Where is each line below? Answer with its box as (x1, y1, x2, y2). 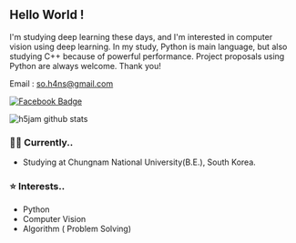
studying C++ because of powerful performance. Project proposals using (9, 50, 285, 62)
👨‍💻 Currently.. (9, 136, 74, 148)
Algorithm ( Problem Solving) (22, 223, 132, 235)
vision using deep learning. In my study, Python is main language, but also (9, 41, 288, 52)
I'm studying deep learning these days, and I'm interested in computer (9, 31, 273, 42)
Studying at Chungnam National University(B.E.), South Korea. (22, 157, 257, 167)
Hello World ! (9, 7, 85, 23)
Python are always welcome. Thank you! (9, 60, 161, 71)
